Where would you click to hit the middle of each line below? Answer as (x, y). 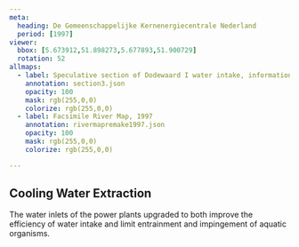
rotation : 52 (41, 59)
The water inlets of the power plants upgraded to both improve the (131, 215)
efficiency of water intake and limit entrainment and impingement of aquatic (148, 224)
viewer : (24, 42)
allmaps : (25, 68)
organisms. (30, 234)
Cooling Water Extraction (81, 193)
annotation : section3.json (75, 84)
